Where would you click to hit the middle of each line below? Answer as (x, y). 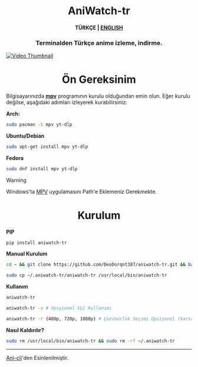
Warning (16, 180)
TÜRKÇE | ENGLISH (99, 27)
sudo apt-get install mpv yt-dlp (47, 147)
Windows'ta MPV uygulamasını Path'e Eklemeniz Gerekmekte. (82, 191)
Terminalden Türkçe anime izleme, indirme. (99, 43)
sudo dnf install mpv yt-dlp (42, 169)
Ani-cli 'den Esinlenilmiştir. (37, 358)
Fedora (15, 158)
